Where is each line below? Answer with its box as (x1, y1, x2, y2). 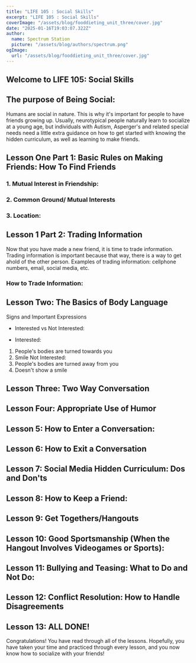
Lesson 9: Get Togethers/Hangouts (6, 513, 139, 524)
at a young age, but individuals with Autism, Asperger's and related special (6, 123, 189, 130)
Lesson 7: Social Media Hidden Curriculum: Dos (6, 464, 185, 474)
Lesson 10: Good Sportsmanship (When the (6, 533, 170, 543)
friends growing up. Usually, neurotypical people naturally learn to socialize (6, 117, 191, 124)
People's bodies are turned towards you (14, 347, 113, 355)
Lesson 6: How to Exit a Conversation (6, 444, 147, 454)
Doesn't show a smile (14, 366, 68, 374)
